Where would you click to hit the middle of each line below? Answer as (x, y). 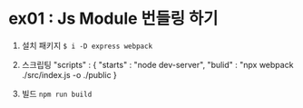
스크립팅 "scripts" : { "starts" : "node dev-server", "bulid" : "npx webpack (157, 64)
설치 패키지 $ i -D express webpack (87, 45)
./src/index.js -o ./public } (69, 74)
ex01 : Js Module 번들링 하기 (113, 19)
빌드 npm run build (57, 93)
